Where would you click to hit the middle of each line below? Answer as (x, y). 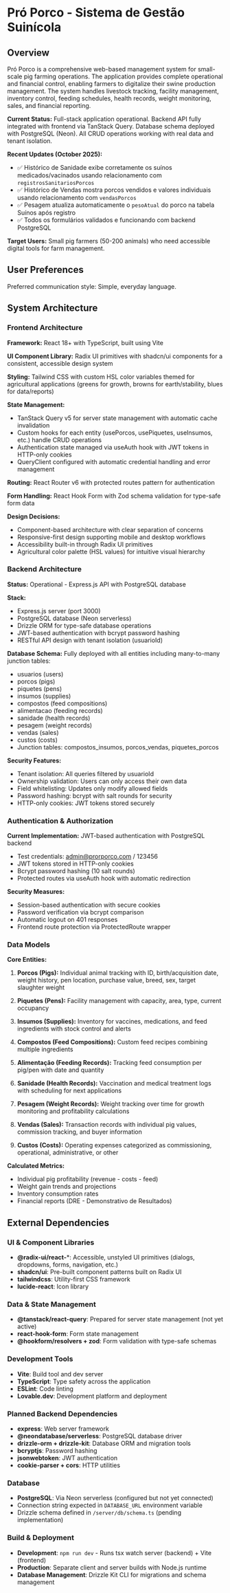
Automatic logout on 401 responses (67, 920)
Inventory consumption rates (58, 1194)
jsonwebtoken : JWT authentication (67, 1458)
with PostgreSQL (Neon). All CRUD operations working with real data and (111, 133)
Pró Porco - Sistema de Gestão (96, 13)
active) (27, 1327)
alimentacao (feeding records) (60, 710)
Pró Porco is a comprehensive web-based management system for (102, 69)
